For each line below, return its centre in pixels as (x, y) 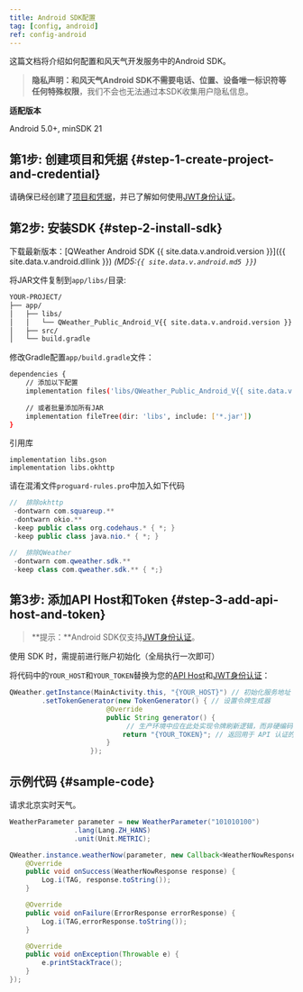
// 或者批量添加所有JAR (64, 408)
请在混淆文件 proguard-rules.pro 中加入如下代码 (97, 486)
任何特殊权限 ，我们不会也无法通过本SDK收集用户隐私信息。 (142, 92)
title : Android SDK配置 (53, 18)
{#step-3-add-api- (225, 600)
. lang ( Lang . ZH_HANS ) (112, 830)
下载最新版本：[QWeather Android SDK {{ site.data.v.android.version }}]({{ (147, 251)
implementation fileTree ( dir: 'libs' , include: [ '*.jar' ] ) (139, 416)
